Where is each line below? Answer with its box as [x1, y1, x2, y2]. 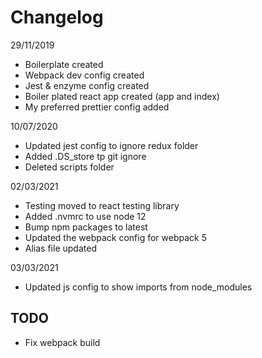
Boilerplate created [24, 58, 104, 70]
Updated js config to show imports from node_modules [24, 281, 253, 293]
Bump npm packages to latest [24, 221, 148, 233]
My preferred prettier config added [24, 101, 170, 113]
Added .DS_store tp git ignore [24, 150, 147, 162]
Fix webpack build [24, 336, 101, 348]
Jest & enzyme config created [24, 79, 150, 91]
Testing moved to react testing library [24, 199, 180, 211]
